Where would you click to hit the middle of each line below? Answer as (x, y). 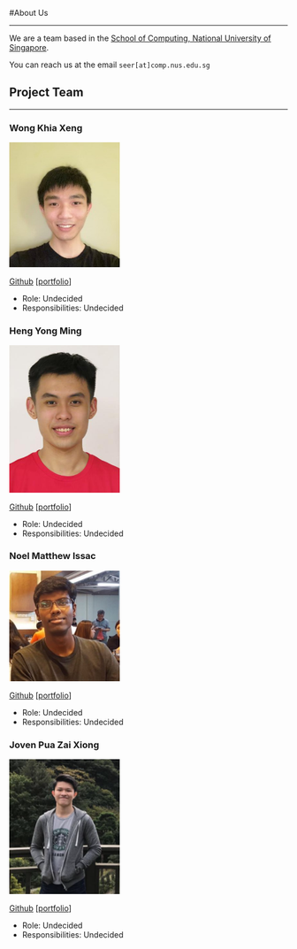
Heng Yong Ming (46, 331)
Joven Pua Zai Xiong (54, 745)
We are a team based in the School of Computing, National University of (140, 38)
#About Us (29, 13)
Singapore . (29, 47)
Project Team (46, 92)
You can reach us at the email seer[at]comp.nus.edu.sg (110, 65)
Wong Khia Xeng (46, 127)
